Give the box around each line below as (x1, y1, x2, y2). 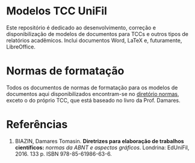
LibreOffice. (6, 43, 36, 50)
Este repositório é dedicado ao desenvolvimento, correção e (6, 24, 156, 31)
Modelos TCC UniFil (6, 4, 107, 18)
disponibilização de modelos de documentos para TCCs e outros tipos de (6, 30, 188, 37)
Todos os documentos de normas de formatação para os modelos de (6, 84, 178, 91)
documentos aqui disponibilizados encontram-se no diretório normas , (6, 90, 179, 97)
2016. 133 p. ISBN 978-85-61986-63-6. (14, 150, 113, 157)
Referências (6, 118, 68, 131)
